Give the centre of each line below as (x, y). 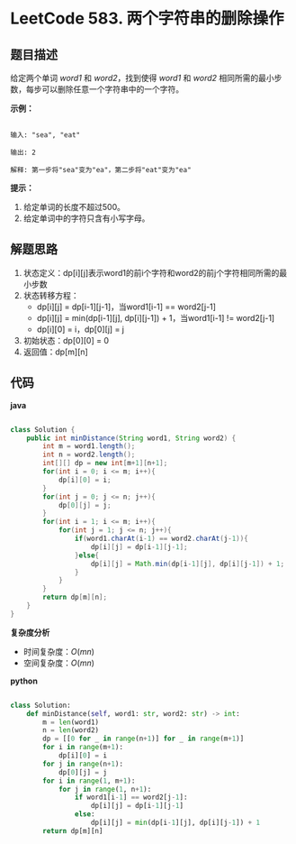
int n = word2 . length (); (89, 455)
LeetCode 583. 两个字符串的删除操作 (147, 18)
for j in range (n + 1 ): (83, 764)
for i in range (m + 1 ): (83, 748)
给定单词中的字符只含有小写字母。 (86, 218)
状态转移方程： (51, 295)
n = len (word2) (71, 730)
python (24, 681)
